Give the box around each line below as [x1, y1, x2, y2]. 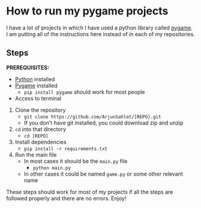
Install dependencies [14, 138, 67, 145]
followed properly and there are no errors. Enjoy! [6, 194, 127, 202]
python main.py [32, 165, 71, 171]
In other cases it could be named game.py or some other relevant [23, 170, 183, 177]
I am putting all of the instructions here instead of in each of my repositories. [6, 30, 195, 37]
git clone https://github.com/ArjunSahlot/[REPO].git [23, 114, 161, 120]
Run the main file [14, 151, 57, 158]
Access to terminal [14, 94, 62, 102]
